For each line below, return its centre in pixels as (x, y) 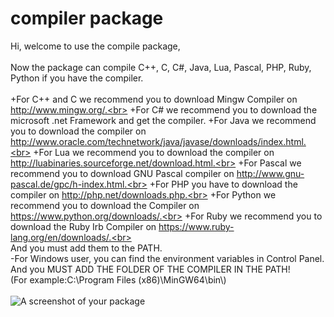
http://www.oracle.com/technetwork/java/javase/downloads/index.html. (158, 141)
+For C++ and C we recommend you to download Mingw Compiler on (154, 99)
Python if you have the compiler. (77, 78)
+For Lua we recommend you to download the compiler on (154, 152)
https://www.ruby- (196, 226)
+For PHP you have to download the (223, 184)
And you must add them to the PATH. (86, 248)
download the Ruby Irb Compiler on (83, 226)
